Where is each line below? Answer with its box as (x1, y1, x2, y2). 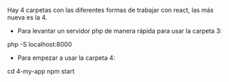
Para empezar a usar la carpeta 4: (17, 54, 115, 62)
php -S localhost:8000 (7, 40, 72, 48)
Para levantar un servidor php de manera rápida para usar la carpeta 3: (17, 27, 222, 35)
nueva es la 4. (7, 13, 47, 22)
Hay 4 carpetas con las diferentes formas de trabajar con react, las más (7, 6, 214, 14)
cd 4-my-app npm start (7, 67, 75, 75)
